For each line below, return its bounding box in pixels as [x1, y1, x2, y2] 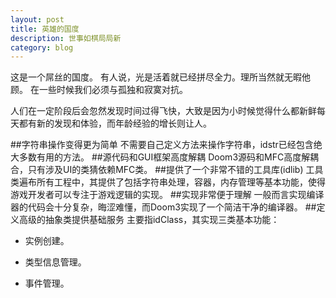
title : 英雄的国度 [10, 24, 80, 34]
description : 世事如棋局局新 [10, 33, 122, 43]
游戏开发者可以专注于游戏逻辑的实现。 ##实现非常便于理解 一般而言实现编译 [10, 189, 325, 201]
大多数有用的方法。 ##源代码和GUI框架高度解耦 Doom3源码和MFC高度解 [10, 151, 311, 163]
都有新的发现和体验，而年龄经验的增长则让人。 [18, 117, 212, 130]
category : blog [10, 42, 74, 53]
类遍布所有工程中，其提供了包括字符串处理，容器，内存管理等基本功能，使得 [10, 176, 326, 188]
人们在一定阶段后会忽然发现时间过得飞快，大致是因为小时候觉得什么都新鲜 [10, 105, 317, 117]
